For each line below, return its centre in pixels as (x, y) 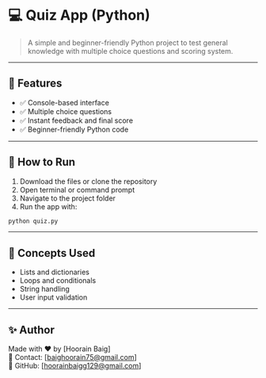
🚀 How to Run (42, 162)
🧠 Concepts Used (52, 253)
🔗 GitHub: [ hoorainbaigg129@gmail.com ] (75, 366)
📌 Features (35, 84)
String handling (44, 289)
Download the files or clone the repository (88, 181)
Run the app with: (48, 206)
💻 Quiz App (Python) (79, 15)
